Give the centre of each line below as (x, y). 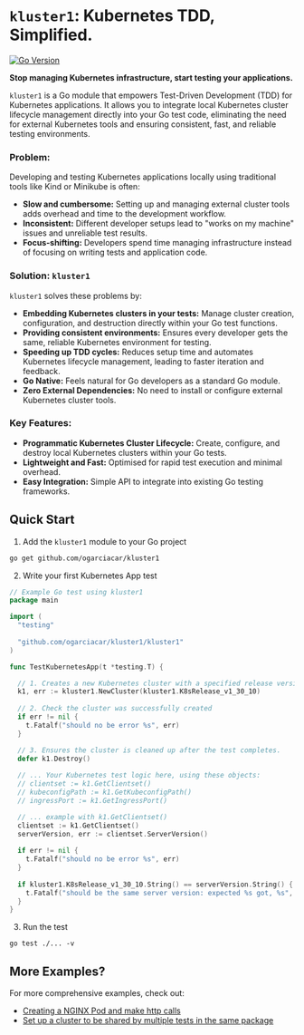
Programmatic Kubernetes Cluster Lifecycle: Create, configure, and (151, 443)
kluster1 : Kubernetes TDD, (112, 16)
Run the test (45, 927)
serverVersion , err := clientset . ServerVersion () (113, 834)
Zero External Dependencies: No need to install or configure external (152, 390)
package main (34, 600)
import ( (26, 617)
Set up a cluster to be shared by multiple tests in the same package (148, 1020)
